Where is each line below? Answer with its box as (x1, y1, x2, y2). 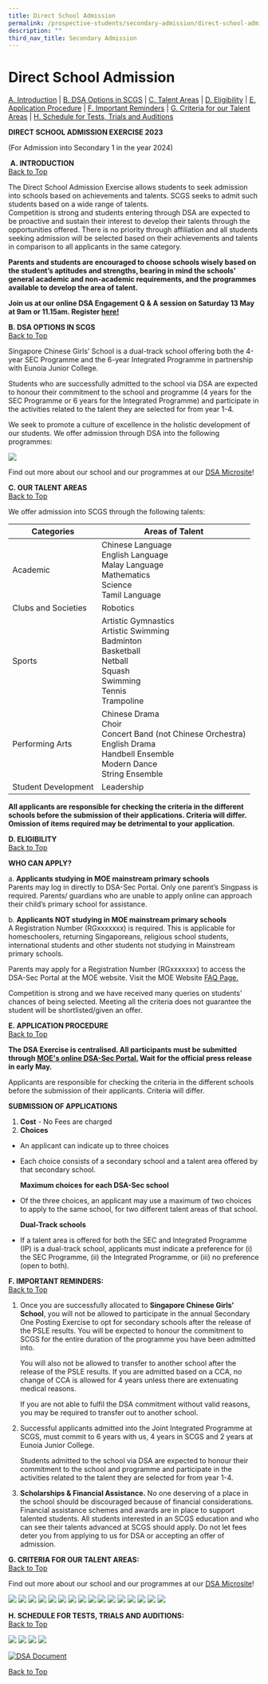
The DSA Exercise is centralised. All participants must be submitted (8, 1045, 237, 1054)
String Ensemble (100, 769, 164, 780)
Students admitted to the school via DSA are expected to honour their (19, 1456, 249, 1466)
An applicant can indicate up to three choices (19, 1141, 169, 1150)
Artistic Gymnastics (100, 615, 175, 626)
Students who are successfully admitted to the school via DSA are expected (8, 379, 258, 389)
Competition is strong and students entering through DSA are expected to (8, 208, 250, 218)
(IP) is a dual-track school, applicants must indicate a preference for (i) (19, 1244, 253, 1254)
